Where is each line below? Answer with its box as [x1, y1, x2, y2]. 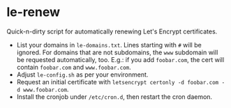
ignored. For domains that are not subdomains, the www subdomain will [16, 48, 218, 56]
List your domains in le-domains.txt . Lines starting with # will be [16, 40, 202, 49]
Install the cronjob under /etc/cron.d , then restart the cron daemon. [16, 92, 213, 101]
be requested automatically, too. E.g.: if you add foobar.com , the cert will [16, 55, 225, 63]
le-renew [6, 4, 61, 20]
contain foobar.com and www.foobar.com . [16, 63, 132, 71]
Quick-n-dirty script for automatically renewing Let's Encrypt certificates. [6, 27, 218, 36]
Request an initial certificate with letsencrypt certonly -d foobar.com [16, 77, 219, 86]
